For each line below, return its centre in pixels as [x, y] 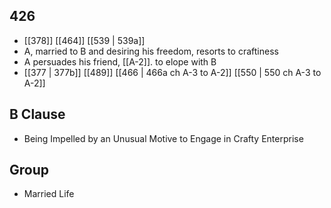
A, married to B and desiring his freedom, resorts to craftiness [151, 51]
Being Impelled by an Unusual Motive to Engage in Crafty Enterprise [163, 138]
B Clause [37, 114]
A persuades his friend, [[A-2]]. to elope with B [120, 61]
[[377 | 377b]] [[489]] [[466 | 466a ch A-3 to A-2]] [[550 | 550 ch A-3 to [172, 72]
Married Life [49, 194]
